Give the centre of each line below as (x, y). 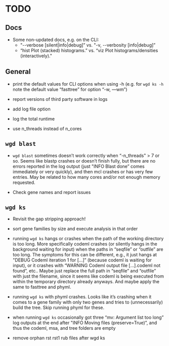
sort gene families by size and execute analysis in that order (75, 229)
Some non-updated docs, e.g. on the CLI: (56, 40)
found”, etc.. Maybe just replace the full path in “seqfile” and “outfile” (84, 271)
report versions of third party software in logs (60, 99)
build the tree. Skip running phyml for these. (58, 307)
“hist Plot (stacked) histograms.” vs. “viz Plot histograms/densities (89, 50)
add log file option (31, 109)
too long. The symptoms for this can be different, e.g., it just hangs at (85, 255)
